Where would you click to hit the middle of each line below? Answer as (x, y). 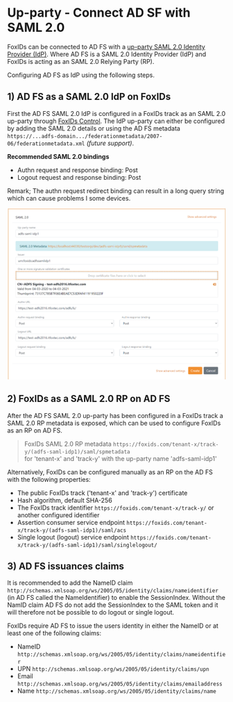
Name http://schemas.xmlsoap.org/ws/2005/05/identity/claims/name (116, 691)
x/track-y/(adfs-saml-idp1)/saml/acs (72, 530)
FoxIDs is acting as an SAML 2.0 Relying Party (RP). (81, 61)
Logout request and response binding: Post (79, 177)
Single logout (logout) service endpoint (73, 537)
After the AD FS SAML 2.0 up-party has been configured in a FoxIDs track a (115, 415)
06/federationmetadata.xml (46, 144)
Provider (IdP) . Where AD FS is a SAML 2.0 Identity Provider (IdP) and (107, 54)
